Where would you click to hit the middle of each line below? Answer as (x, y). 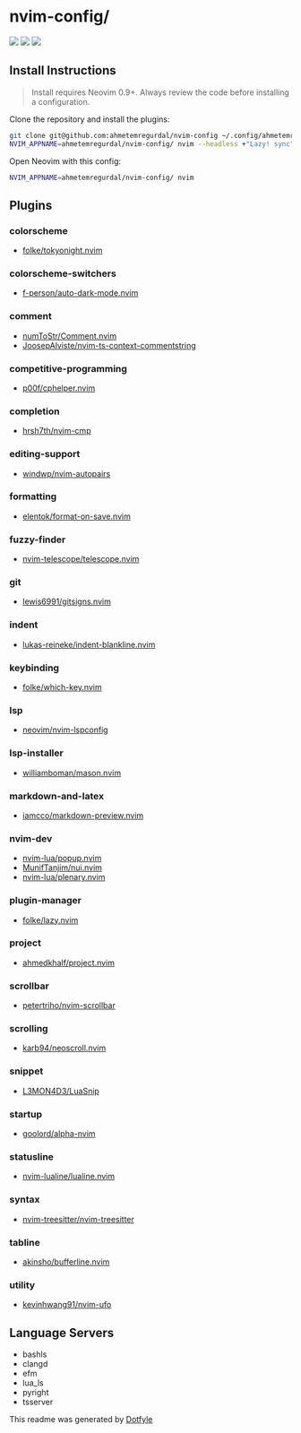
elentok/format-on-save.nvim (77, 516)
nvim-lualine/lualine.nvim (68, 1177)
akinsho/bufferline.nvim (66, 1262)
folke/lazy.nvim (50, 919)
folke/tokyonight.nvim (62, 250)
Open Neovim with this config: (65, 161)
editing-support (45, 454)
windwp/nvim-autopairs (66, 473)
